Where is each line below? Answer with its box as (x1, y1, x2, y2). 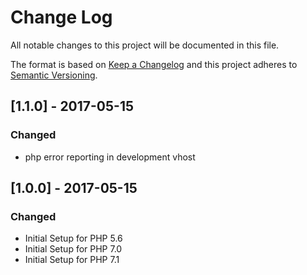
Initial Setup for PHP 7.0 (24, 243, 123, 255)
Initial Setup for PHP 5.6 (24, 232, 123, 245)
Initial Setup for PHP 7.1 (24, 254, 120, 266)
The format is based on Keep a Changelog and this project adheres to (10, 58, 298, 70)
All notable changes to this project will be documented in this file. (10, 39, 280, 51)
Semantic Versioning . (10, 69, 98, 81)
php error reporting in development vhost (24, 151, 196, 163)
